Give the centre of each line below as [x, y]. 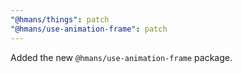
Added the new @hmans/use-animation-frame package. [121, 57]
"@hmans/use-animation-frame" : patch [89, 29]
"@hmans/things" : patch [60, 19]
